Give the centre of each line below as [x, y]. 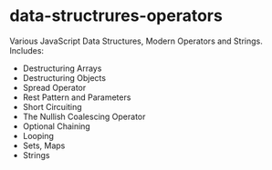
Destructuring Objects [64, 77]
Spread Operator [54, 87]
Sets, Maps [44, 145]
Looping [38, 135]
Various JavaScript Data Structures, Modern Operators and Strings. [136, 41]
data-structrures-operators [116, 16]
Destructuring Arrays [62, 68]
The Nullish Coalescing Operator [84, 116]
